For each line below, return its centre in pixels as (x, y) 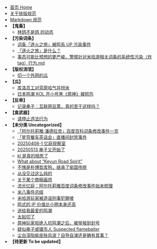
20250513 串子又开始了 (41, 149)
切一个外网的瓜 (32, 75)
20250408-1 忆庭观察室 (41, 143)
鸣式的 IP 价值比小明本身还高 (47, 204)
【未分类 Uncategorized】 (37, 125)
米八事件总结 (30, 192)
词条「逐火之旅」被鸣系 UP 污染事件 (54, 44)
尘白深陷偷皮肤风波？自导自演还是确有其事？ (63, 235)
